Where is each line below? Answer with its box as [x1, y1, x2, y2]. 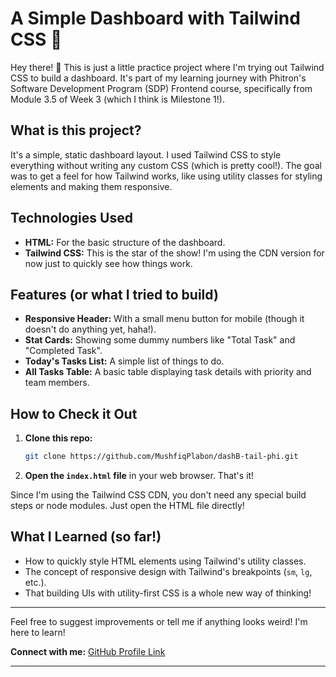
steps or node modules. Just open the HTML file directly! [10, 500, 245, 512]
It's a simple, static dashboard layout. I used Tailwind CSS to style [10, 148, 282, 161]
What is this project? [10, 122, 142, 139]
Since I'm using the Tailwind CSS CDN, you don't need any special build [10, 489, 307, 501]
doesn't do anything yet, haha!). [24, 323, 157, 336]
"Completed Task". [24, 345, 103, 357]
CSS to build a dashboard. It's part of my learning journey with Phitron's [10, 72, 307, 84]
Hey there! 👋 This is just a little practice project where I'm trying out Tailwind [10, 61, 325, 73]
